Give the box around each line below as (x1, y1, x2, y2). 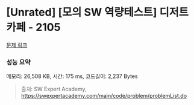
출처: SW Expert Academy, (20, 85, 87, 93)
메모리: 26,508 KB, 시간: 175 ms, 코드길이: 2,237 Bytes (6, 73, 138, 80)
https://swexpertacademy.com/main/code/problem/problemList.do (20, 92, 187, 100)
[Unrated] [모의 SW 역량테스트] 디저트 (6, 5, 189, 19)
